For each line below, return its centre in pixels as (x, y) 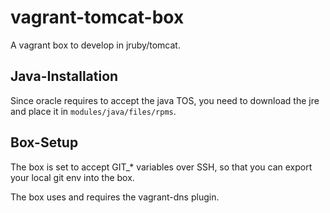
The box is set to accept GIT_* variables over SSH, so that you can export (161, 167)
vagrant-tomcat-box (97, 17)
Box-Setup (44, 142)
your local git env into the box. (72, 177)
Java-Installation (64, 76)
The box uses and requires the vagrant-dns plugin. (115, 197)
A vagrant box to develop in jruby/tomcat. (95, 45)
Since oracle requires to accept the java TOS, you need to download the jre (165, 100)
